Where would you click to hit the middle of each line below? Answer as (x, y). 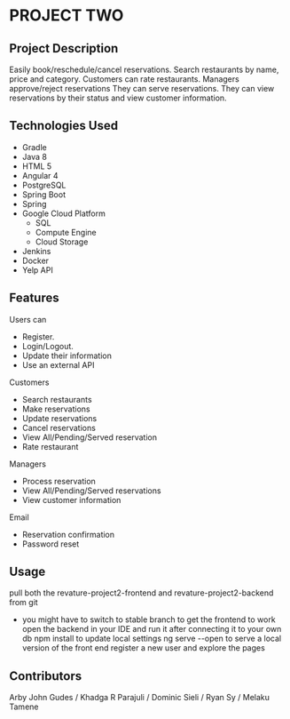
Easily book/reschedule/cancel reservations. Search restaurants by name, (144, 69)
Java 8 (34, 156)
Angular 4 (40, 175)
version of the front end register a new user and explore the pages (144, 648)
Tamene (24, 707)
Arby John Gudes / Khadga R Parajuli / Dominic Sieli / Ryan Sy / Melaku (140, 698)
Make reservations (56, 409)
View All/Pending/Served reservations (91, 491)
